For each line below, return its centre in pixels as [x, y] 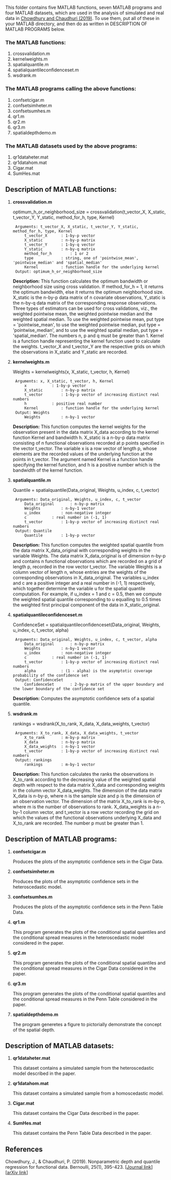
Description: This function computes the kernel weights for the [79, 426]
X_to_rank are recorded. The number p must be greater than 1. [78, 823]
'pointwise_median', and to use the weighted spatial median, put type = [88, 330]
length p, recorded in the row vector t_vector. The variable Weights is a [87, 567]
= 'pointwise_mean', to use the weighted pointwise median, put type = [87, 325]
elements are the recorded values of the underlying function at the [83, 454]
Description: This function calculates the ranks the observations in [83, 774]
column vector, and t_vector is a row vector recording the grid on [91, 812]
